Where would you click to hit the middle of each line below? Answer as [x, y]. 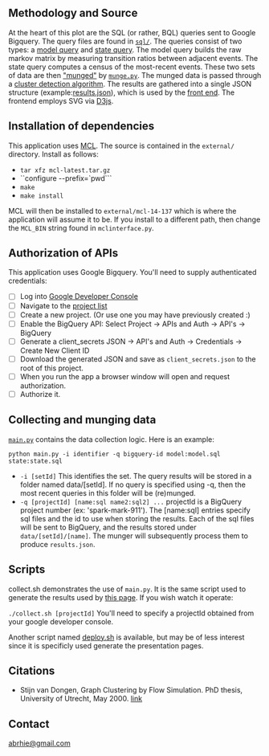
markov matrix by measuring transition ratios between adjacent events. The [133, 58]
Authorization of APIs [63, 253]
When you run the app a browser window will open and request [125, 376]
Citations [32, 670]
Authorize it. [40, 394]
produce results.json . [57, 544]
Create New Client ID [55, 350]
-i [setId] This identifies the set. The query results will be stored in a [136, 476]
